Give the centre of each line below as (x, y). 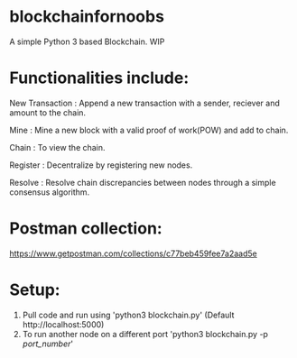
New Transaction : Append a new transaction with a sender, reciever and (144, 103)
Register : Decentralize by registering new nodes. (101, 165)
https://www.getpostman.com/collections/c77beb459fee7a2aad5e (133, 253)
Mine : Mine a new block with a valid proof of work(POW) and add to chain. (149, 130)
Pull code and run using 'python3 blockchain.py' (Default (128, 315)
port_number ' (48, 344)
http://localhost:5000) (63, 324)
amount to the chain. (48, 112)
